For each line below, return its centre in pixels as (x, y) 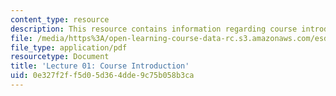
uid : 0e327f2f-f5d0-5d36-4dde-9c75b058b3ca (102, 76)
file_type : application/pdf (69, 47)
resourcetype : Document (60, 57)
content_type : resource (60, 19)
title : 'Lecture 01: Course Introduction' (100, 66)
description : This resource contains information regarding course (154, 29)
